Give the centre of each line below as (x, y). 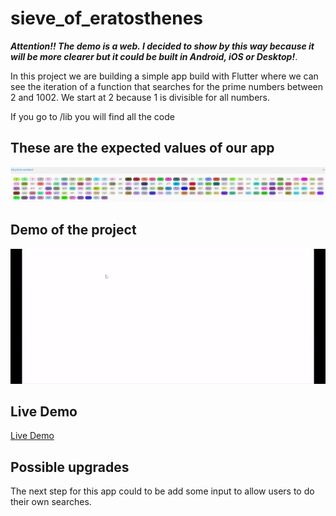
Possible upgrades (70, 467)
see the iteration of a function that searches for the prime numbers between (167, 86)
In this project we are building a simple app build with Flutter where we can (164, 76)
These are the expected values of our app (142, 148)
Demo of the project (73, 230)
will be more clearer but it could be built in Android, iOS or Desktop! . (154, 56)
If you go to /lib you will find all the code (92, 116)
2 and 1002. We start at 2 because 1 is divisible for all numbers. (140, 97)
